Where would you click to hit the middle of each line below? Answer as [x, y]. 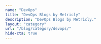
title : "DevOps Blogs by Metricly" [43, 15]
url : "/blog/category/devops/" [38, 29]
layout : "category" [26, 24]
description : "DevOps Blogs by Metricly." [51, 19]
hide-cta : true [21, 33]
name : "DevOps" [21, 10]
